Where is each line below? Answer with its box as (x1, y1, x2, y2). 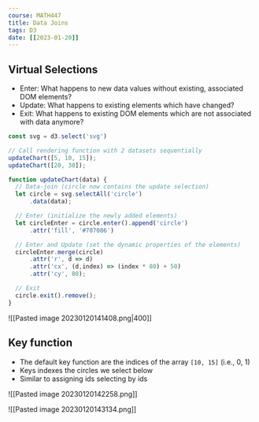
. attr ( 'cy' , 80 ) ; (28, 270, 87, 278)
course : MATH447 (8, 11, 61, 20)
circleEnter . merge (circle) (15, 248, 104, 256)
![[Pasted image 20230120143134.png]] (8, 404, 137, 414)
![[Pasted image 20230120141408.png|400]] (8, 313, 152, 323)
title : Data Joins (8, 19, 68, 27)
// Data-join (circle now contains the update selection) (15, 183, 210, 191)
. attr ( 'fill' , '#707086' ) (28, 226, 114, 234)
